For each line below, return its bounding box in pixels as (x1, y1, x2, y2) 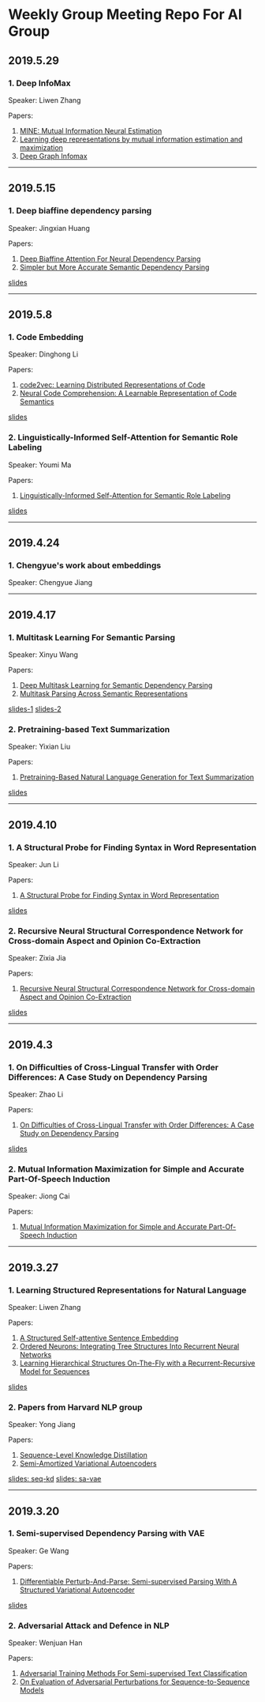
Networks (19, 1349, 52, 1359)
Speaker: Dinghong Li (8, 349, 79, 359)
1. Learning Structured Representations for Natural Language (8, 1285, 247, 1296)
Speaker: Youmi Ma (8, 460, 72, 470)
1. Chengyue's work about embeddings (8, 560, 162, 571)
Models (19, 1685, 45, 1695)
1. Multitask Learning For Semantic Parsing (8, 632, 176, 643)
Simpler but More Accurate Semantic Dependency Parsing (19, 262, 210, 272)
